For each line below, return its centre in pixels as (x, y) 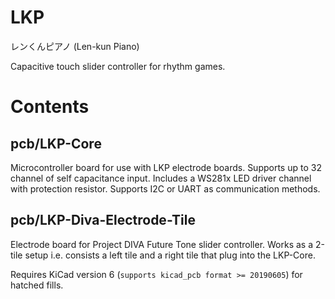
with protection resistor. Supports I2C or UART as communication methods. (165, 188)
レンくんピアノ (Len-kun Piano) (75, 46)
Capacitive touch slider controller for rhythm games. (118, 66)
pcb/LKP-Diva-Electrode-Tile (103, 220)
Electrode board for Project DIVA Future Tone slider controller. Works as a (162, 244)
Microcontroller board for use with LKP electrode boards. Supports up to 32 (166, 167)
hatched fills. (37, 285)
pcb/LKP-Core (56, 143)
